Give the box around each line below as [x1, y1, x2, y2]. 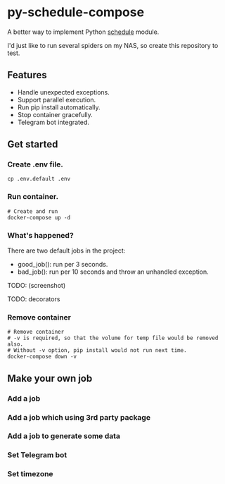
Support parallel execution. [17, 95, 96, 104]
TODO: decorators [7, 295, 60, 303]
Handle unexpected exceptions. [17, 87, 110, 96]
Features [7, 69, 47, 81]
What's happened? [7, 230, 74, 240]
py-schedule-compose [7, 4, 145, 20]
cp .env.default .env [7, 176, 71, 183]
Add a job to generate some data [7, 431, 121, 441]
